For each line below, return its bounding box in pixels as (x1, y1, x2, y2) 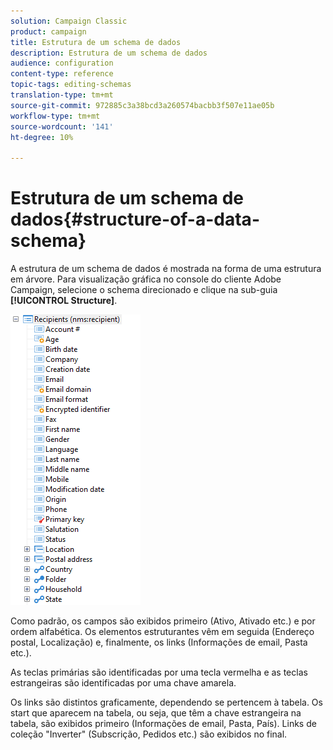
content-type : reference (10, 69, 114, 79)
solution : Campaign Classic (10, 16, 128, 26)
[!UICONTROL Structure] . (10, 295, 118, 307)
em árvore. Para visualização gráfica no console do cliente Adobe (10, 273, 282, 285)
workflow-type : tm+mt (10, 111, 101, 121)
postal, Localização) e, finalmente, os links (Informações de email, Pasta (10, 636, 308, 649)
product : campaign (10, 26, 87, 37)
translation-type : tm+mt (10, 90, 114, 100)
